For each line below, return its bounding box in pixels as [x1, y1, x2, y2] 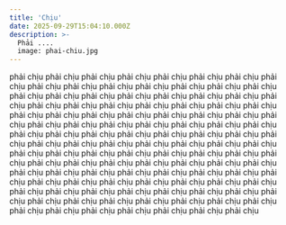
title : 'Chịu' [9, 13, 63, 22]
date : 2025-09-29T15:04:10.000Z [9, 22, 130, 31]
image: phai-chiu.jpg [17, 47, 99, 56]
